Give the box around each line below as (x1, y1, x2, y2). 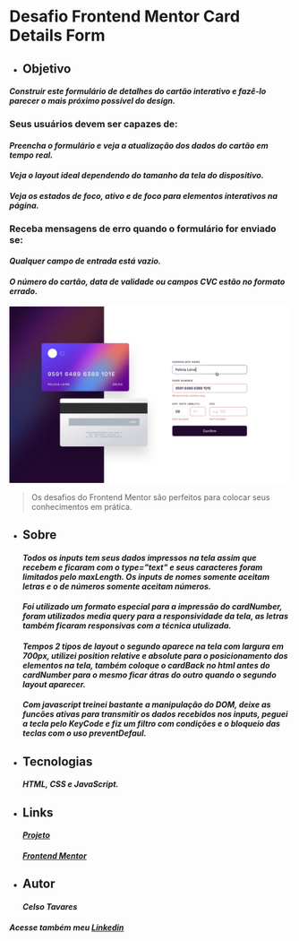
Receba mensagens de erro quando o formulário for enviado (9, 222, 277, 235)
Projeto (21, 830, 51, 841)
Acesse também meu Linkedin (9, 921, 124, 933)
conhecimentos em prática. (30, 501, 132, 512)
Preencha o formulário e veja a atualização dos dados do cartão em (9, 140, 269, 151)
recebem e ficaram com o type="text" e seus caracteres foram (21, 562, 263, 573)
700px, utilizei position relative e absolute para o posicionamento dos (21, 650, 288, 660)
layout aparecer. (21, 678, 87, 689)
